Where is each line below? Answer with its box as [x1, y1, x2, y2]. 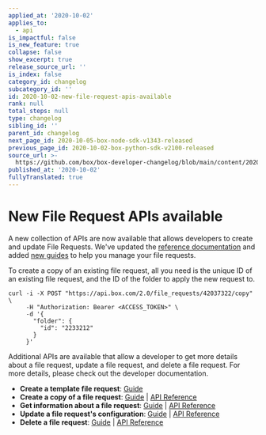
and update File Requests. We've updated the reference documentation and [8, 242, 256, 252]
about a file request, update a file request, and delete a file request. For [8, 360, 241, 369]
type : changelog [8, 115, 62, 123]
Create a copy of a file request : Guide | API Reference [19, 392, 197, 402]
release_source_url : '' [8, 63, 87, 71]
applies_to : [8, 19, 47, 27]
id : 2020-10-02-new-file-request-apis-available [8, 93, 172, 100]
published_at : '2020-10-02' [8, 166, 101, 174]
